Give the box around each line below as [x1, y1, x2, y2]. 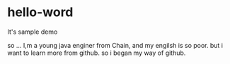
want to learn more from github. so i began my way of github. [7, 49, 186, 57]
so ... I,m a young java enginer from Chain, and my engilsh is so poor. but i [7, 41, 223, 49]
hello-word [7, 4, 74, 20]
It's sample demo [7, 27, 58, 36]
